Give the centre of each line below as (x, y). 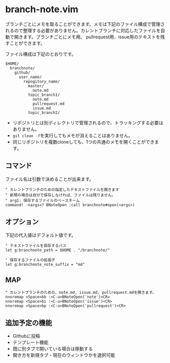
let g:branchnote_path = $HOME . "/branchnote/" (58, 250)
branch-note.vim (42, 9)
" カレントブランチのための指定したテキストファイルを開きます (62, 189)
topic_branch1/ (44, 95)
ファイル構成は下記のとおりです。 (41, 54)
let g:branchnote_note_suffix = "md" (45, 264)
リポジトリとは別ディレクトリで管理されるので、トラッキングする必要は (88, 123)
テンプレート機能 (30, 343)
